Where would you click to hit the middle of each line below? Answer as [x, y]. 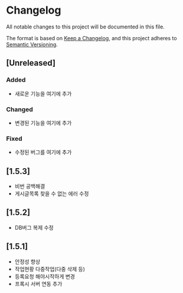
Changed [20, 109]
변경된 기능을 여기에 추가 [43, 123]
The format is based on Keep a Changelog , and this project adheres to [91, 38]
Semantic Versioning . [32, 44]
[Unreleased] [31, 63]
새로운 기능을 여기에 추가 [43, 94]
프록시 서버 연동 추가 [38, 284]
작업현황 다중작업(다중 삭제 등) [50, 269]
